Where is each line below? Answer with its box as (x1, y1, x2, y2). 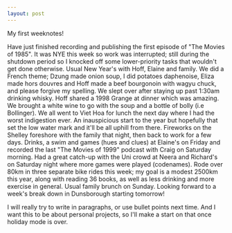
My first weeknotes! (7, 29, 64, 37)
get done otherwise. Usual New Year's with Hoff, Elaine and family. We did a (7, 64, 224, 73)
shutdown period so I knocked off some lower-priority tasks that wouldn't (7, 57, 217, 66)
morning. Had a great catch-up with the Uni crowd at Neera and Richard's (7, 153, 218, 161)
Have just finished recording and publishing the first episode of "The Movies (7, 42, 225, 50)
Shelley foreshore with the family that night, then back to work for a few (7, 131, 212, 139)
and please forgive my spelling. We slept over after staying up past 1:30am (7, 86, 220, 95)
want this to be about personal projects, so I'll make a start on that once (7, 210, 212, 218)
